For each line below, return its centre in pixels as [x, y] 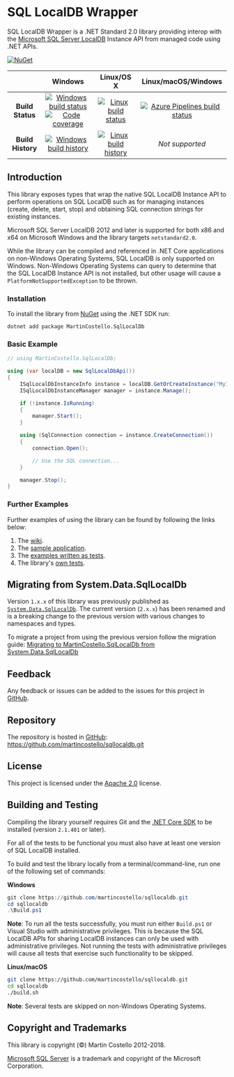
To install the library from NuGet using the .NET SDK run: [89, 314]
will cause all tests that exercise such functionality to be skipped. [100, 953]
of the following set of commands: [56, 871]
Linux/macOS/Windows [182, 81]
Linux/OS [116, 77]
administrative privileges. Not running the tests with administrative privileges [117, 946]
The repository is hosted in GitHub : [57, 737]
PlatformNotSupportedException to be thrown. [72, 281]
